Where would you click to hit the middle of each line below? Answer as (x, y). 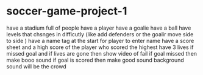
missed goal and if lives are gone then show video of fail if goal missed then (101, 53)
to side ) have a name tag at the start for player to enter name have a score (100, 41)
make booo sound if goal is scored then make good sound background (95, 60)
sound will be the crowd (36, 66)
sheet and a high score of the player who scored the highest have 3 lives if (100, 47)
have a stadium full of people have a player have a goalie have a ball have (99, 28)
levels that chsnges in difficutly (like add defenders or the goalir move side (100, 34)
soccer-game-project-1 (67, 11)
